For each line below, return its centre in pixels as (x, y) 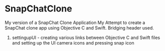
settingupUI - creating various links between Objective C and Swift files (86, 37)
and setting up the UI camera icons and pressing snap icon (73, 42)
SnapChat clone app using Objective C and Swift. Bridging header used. (79, 27)
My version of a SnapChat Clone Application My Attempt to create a (75, 22)
